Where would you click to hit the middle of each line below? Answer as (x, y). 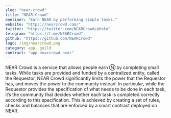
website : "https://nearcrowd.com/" (43, 24)
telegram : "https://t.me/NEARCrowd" (44, 34)
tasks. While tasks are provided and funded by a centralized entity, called (82, 73)
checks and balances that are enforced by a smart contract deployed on (81, 105)
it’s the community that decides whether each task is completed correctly (82, 95)
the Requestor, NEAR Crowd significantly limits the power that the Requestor (86, 78)
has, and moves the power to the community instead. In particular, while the (85, 84)
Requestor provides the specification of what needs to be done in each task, (86, 89)
